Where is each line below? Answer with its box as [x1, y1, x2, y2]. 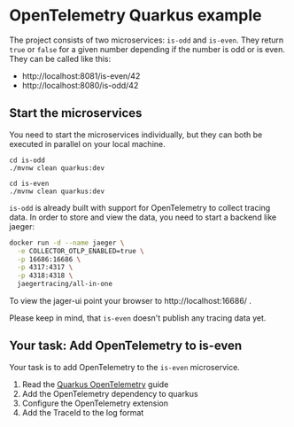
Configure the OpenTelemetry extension [21, 398, 169, 408]
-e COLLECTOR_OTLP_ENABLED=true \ [17, 246, 144, 255]
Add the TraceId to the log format [21, 407, 144, 417]
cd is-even [9, 179, 50, 188]
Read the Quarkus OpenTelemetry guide [21, 378, 169, 390]
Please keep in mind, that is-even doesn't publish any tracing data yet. [9, 313, 267, 323]
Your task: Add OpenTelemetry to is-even [9, 338, 243, 353]
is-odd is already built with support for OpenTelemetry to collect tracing [9, 202, 271, 213]
